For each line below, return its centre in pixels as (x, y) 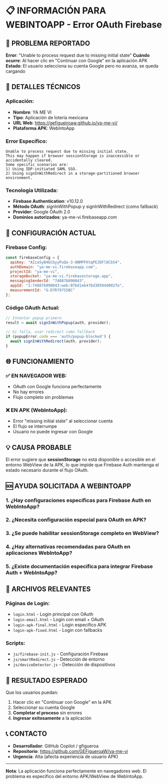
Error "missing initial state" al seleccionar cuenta (63, 421)
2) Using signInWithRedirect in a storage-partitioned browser (73, 173)
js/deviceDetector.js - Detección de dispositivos (64, 665)
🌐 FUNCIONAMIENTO (40, 361)
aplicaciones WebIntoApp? (39, 553)
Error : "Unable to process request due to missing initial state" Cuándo (78, 55)
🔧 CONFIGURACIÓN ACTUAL (51, 233)
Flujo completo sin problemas (43, 397)
